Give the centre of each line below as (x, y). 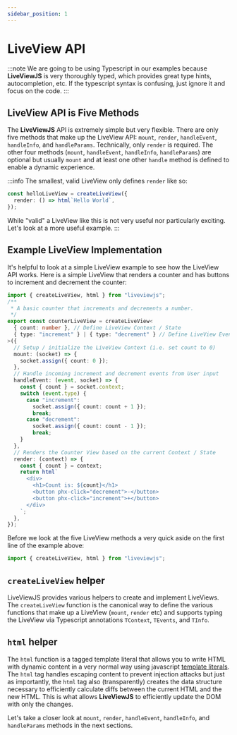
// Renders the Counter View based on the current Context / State (115, 452)
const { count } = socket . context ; (72, 387)
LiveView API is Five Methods (73, 113)
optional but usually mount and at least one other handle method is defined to (119, 160)
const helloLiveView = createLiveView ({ (68, 194)
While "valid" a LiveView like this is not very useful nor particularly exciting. (116, 220)
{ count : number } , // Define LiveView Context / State (97, 328)
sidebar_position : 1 (38, 14)
